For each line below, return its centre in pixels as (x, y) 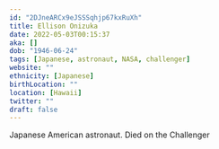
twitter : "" (31, 101)
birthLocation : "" (44, 84)
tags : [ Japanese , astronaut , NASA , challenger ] (100, 59)
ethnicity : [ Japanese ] (52, 76)
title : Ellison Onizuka (54, 26)
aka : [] (24, 43)
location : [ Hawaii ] (46, 92)
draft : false (34, 110)
